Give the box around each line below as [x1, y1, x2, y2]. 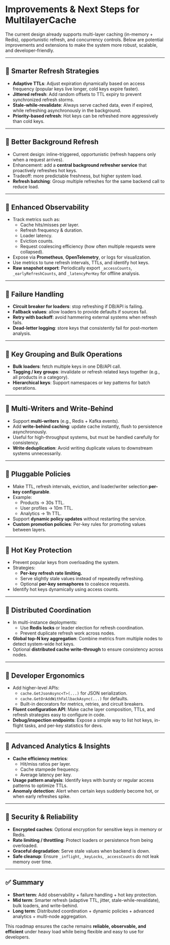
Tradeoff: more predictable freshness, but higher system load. [12, 173, 143, 179]
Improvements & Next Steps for [5, 4, 140, 15]
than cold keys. [12, 118, 45, 124]
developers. [5, 934, 30, 940]
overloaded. [12, 842, 38, 848]
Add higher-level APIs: [12, 685, 60, 691]
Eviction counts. [20, 238, 54, 244]
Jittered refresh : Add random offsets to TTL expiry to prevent [12, 91, 142, 97]
